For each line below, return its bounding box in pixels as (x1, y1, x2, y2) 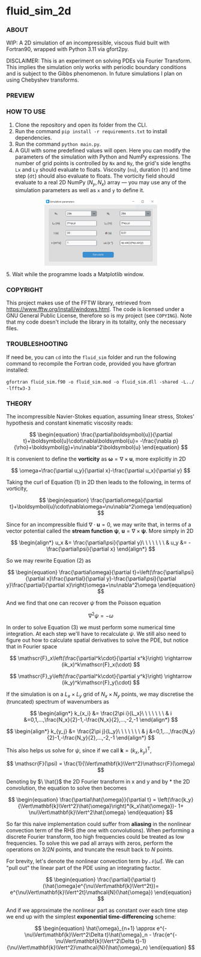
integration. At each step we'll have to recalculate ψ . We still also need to (6, 630, 187, 637)
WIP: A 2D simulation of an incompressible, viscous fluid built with (6, 39, 170, 46)
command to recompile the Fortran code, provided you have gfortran (6, 360, 176, 367)
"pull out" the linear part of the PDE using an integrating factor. (6, 864, 161, 871)
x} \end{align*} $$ (110, 545, 156, 553)
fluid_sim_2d (6, 4, 71, 18)
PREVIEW (6, 91, 35, 100)
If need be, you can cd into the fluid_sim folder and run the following (6, 353, 176, 361)
